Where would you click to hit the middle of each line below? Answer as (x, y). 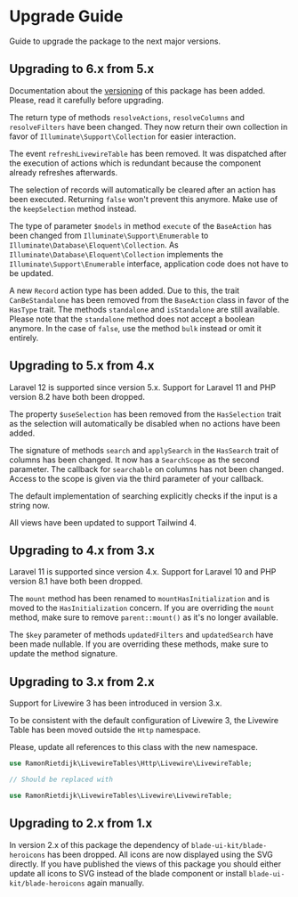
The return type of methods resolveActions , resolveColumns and (127, 117)
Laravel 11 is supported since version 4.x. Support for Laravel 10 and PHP (143, 572)
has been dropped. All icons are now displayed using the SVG (161, 854)
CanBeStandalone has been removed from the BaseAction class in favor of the (149, 299)
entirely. (24, 338)
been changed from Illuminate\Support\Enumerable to (109, 235)
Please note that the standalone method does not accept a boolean (132, 319)
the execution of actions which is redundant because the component (135, 163)
